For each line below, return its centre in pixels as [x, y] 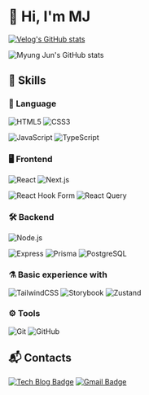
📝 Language [33, 103]
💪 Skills [27, 81]
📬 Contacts [40, 358]
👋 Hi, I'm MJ [50, 17]
